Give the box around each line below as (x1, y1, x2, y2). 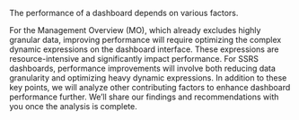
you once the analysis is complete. (9, 101, 137, 111)
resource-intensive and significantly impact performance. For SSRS (9, 54, 259, 64)
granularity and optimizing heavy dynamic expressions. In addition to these (9, 73, 287, 83)
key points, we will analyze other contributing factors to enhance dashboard (9, 82, 291, 92)
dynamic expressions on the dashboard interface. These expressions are (9, 44, 279, 55)
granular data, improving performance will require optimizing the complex (9, 35, 282, 45)
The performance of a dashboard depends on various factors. (9, 8, 239, 18)
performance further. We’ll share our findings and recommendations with (9, 91, 279, 102)
